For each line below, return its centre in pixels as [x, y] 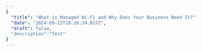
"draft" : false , [32, 28]
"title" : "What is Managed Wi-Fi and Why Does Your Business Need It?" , [105, 17]
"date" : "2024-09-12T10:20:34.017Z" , [59, 23]
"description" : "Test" [38, 34]
